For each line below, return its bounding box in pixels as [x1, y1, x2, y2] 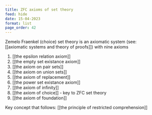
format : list [5, 21, 32, 26]
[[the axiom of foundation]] [12, 95, 67, 101]
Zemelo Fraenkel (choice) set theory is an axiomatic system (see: [5, 39, 137, 45]
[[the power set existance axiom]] [12, 79, 81, 86]
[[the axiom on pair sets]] [12, 64, 64, 70]
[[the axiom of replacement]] [12, 74, 71, 80]
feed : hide [5, 12, 27, 17]
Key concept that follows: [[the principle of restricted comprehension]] [5, 105, 148, 111]
